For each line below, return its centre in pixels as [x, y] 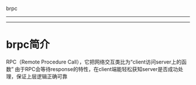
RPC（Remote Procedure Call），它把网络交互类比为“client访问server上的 [94, 62]
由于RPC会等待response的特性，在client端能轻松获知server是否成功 [97, 69]
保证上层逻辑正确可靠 [42, 76]
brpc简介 [28, 45]
